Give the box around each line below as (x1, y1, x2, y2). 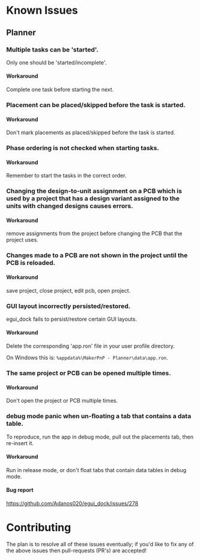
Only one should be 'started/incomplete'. (6, 59, 107, 66)
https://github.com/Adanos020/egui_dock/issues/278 (6, 500, 139, 507)
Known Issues (6, 4, 78, 17)
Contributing (6, 521, 71, 534)
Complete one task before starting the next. (6, 86, 114, 93)
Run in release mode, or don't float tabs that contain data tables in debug (6, 466, 187, 473)
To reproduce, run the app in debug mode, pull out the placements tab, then (6, 433, 193, 440)
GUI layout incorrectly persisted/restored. (6, 302, 131, 310)
